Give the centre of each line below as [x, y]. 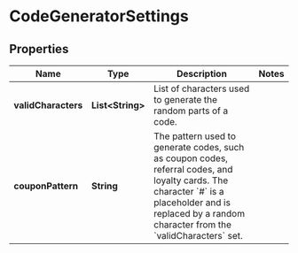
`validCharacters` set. [199, 236]
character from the [193, 225]
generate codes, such [199, 147]
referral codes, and [193, 169]
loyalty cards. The [191, 180]
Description [202, 74]
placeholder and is [192, 203]
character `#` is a [189, 192]
